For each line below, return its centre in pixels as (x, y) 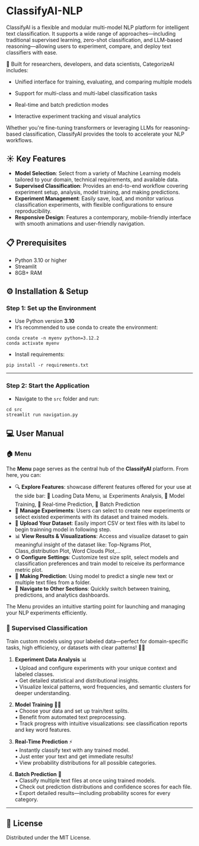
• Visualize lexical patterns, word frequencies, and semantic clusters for (102, 687)
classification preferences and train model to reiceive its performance (99, 563)
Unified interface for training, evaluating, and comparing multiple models (103, 82)
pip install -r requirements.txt (47, 366)
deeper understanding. (43, 693)
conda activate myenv (33, 344)
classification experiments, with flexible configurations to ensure (94, 204)
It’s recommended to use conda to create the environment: (86, 328)
